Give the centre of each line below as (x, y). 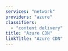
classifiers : (21, 22)
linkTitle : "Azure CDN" (34, 39)
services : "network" (31, 11)
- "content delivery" (37, 28)
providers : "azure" (29, 17)
